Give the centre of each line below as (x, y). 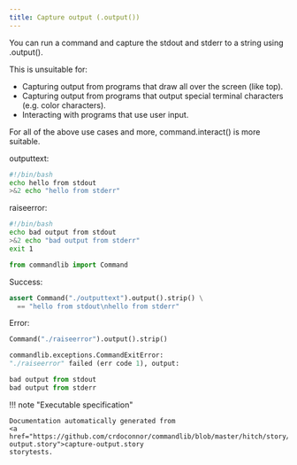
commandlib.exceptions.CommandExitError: (87, 355)
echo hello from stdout (53, 182)
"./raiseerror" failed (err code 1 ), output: (94, 364)
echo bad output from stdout (63, 232)
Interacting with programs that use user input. (105, 114)
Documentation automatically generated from (92, 421)
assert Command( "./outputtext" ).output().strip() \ (106, 298)
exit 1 (21, 249)
